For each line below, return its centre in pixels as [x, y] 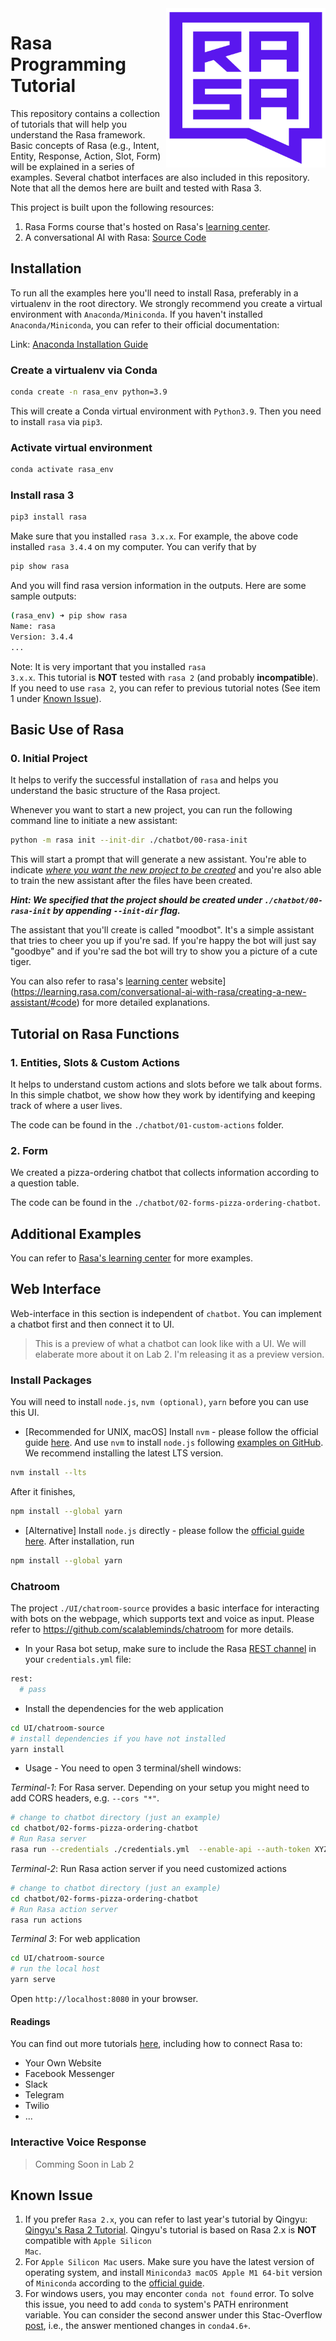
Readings [30, 2021]
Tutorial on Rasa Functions [95, 1033]
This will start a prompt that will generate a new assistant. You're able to [158, 859]
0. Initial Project [49, 758]
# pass [33, 1689]
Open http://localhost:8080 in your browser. [104, 1999]
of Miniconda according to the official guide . [114, 2283]
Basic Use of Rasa [67, 730]
